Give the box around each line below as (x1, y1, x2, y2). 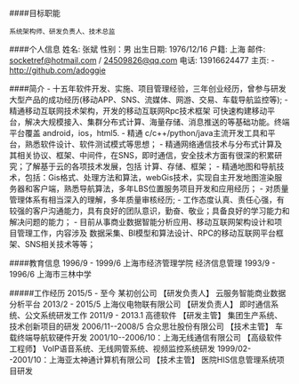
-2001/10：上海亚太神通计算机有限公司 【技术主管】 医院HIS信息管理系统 (9, 355, 278, 364)
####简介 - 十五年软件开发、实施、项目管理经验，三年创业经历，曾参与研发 (9, 84, 287, 93)
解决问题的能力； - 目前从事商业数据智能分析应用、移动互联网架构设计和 (9, 217, 275, 227)
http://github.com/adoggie (9, 65, 107, 76)
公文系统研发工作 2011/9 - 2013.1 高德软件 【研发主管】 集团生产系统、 (24, 310, 283, 320)
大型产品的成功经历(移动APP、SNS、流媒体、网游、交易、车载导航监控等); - (9, 94, 288, 105)
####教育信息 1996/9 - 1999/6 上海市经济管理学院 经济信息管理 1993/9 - (9, 258, 276, 268)
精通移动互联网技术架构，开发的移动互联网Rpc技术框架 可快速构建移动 (9, 106, 268, 116)
